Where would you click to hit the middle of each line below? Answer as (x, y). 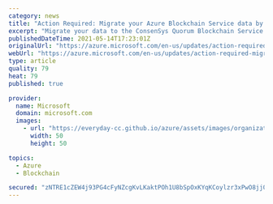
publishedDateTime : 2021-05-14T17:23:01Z (80, 38)
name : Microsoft (43, 106)
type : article (32, 62)
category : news (34, 16)
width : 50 (46, 136)
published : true (36, 83)
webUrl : (22, 53)
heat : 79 (23, 76)
